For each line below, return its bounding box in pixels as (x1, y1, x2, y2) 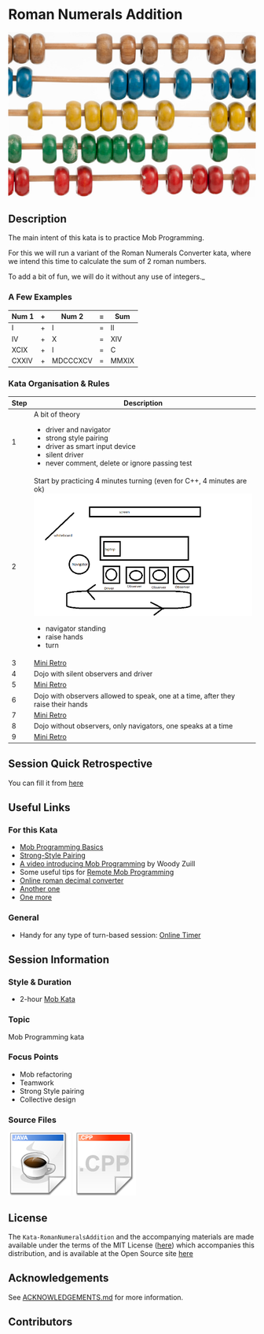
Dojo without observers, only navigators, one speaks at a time (34, 721, 233, 730)
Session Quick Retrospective (8, 758, 153, 771)
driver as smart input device (46, 441, 136, 450)
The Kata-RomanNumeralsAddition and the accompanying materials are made (8, 1232, 255, 1241)
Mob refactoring (19, 1069, 72, 1079)
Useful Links (8, 801, 71, 814)
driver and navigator (46, 424, 112, 434)
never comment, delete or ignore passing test (46, 458, 192, 468)
